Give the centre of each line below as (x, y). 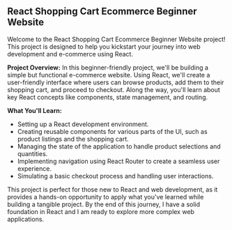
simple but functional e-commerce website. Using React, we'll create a (109, 75)
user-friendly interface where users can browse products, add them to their (116, 82)
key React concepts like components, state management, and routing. (108, 97)
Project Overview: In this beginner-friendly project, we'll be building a (108, 67)
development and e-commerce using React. (70, 54)
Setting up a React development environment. (83, 124)
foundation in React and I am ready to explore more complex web (101, 211)
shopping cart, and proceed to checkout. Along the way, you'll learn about (114, 89)
